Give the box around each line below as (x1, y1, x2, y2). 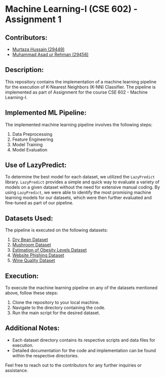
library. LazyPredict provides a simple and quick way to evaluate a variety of (5, 179, 160, 185)
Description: (5, 66, 44, 74)
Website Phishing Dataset (12, 252, 65, 258)
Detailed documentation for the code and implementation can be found (12, 347, 156, 353)
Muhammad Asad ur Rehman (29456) (12, 51, 89, 57)
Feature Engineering (12, 136, 54, 142)
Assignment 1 (5, 14, 62, 25)
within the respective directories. (12, 352, 79, 358)
